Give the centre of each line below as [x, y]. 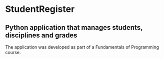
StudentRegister [40, 9]
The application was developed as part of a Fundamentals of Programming [82, 47]
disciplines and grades [41, 35]
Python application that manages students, [74, 28]
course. [13, 52]
